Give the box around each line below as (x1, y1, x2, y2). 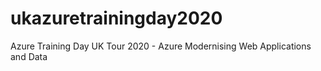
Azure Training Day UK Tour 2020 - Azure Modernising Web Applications (10, 40, 312, 52)
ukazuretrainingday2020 (10, 7, 223, 30)
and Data (10, 50, 48, 62)
